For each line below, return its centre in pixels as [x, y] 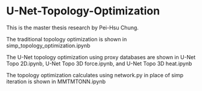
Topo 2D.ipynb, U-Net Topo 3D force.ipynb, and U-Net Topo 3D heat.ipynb [99, 63]
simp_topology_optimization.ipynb [48, 45]
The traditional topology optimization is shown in [67, 39]
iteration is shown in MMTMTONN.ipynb [56, 81]
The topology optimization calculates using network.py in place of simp [95, 75]
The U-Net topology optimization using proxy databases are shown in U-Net [101, 57]
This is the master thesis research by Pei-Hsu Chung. [72, 28]
